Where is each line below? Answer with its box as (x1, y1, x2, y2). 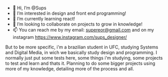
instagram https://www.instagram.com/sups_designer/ (12, 34, 127, 40)
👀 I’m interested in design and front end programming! (12, 10, 126, 16)
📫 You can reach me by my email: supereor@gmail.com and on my (12, 27, 154, 33)
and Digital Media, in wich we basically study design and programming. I (5, 49, 157, 56)
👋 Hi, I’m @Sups (12, 5, 47, 11)
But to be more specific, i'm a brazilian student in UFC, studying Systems (5, 44, 159, 50)
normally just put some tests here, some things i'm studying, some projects (5, 55, 163, 61)
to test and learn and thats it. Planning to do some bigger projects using (5, 60, 155, 66)
